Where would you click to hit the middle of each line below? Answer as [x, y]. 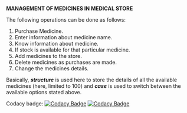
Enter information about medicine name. [63, 37]
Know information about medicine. [56, 44]
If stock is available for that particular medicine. [72, 50]
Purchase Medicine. [39, 31]
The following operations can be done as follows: [66, 20]
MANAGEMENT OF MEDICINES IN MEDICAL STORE [70, 8]
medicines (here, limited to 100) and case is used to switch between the [93, 86]
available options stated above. [44, 92]
